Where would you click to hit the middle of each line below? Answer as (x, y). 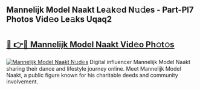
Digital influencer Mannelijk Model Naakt (140, 62)
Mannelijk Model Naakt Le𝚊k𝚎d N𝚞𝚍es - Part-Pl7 (100, 10)
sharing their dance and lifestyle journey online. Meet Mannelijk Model (94, 69)
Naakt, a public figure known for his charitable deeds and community (92, 75)
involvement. (22, 82)
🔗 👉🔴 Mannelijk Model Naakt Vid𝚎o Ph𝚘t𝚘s (90, 44)
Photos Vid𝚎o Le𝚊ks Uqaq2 (59, 20)
